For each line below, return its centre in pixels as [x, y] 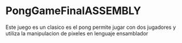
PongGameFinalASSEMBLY [73, 11]
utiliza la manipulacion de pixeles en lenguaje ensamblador [77, 33]
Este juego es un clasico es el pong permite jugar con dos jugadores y [91, 27]
